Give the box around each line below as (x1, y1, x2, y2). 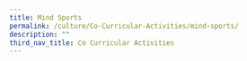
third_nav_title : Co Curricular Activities (9, 38, 175, 48)
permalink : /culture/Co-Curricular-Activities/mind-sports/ (9, 22, 240, 30)
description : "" (9, 30, 70, 39)
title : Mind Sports (9, 13, 83, 22)
